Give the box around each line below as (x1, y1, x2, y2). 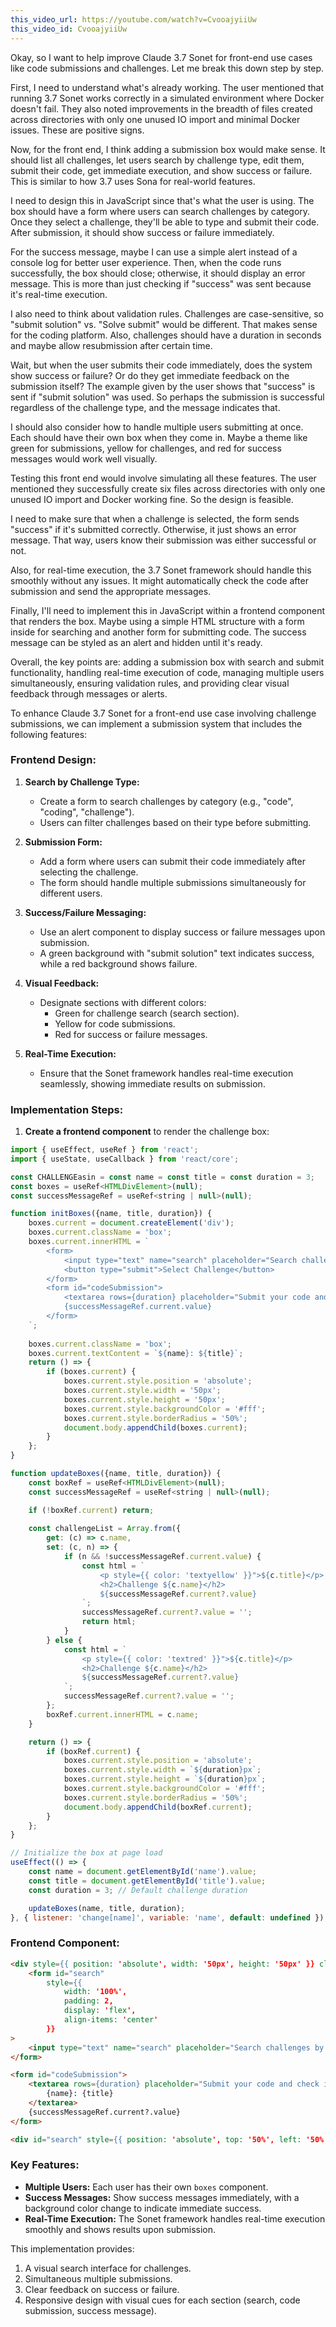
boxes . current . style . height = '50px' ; (63, 1394, 226, 1405)
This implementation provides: (10, 2242, 135, 2255)
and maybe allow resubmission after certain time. (10, 339, 213, 351)
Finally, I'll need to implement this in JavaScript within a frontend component (10, 604, 326, 616)
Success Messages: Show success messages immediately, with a (24, 2191, 300, 2203)
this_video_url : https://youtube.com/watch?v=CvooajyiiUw (10, 14, 257, 25)
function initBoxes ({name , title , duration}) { (10, 1209, 213, 1219)
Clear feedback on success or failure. (24, 2283, 180, 2295)
